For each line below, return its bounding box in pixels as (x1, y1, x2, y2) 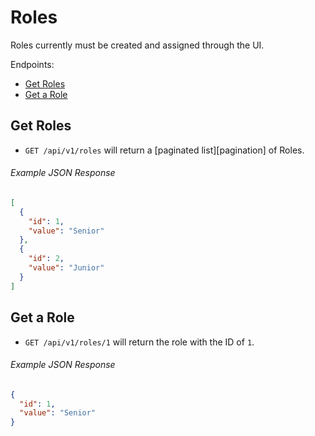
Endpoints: (10, 58, 55, 70)
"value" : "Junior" (28, 263, 105, 273)
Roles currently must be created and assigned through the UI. (10, 39, 265, 51)
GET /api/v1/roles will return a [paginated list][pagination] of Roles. (24, 144, 305, 156)
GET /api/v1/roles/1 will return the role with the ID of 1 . (24, 336, 255, 348)
